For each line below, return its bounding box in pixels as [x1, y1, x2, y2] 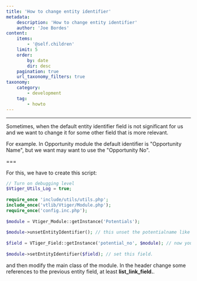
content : [6, 30, 28, 36]
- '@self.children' [27, 42, 75, 47]
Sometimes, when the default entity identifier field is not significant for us [6, 122, 184, 129]
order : [16, 52, 33, 58]
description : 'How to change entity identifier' [16, 19, 138, 25]
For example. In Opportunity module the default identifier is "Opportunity [6, 140, 182, 147]
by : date [27, 57, 49, 63]
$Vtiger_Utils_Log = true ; [6, 186, 72, 192]
